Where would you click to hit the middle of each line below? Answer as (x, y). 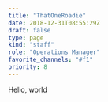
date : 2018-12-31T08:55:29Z (54, 23)
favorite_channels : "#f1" (50, 60)
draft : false (30, 30)
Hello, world (28, 89)
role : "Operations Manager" (54, 52)
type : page (26, 38)
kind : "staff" (32, 45)
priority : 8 (28, 67)
